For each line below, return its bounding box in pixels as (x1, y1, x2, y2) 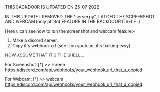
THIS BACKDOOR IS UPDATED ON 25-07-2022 (5, 4, 100, 10)
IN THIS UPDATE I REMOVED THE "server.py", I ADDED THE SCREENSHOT (5, 14, 155, 19)
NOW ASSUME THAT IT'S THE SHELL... (5, 52, 85, 58)
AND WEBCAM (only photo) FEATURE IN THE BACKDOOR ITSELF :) (5, 19, 140, 24)
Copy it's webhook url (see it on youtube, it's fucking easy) (12, 43, 131, 48)
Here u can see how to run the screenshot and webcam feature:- (5, 28, 135, 34)
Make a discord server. (12, 37, 58, 43)
